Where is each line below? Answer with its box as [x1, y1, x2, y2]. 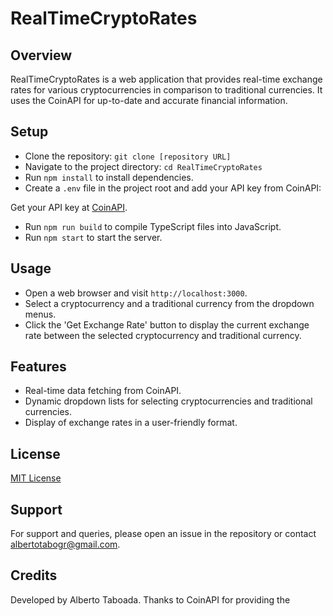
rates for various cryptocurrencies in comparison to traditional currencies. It [10, 84, 323, 96]
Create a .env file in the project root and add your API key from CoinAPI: [24, 182, 322, 194]
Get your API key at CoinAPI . [10, 201, 128, 213]
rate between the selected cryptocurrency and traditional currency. [24, 329, 302, 341]
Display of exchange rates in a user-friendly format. [24, 417, 238, 429]
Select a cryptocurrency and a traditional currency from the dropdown [24, 297, 315, 309]
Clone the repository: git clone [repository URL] [24, 150, 232, 162]
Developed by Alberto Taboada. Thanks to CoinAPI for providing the [10, 593, 291, 606]
